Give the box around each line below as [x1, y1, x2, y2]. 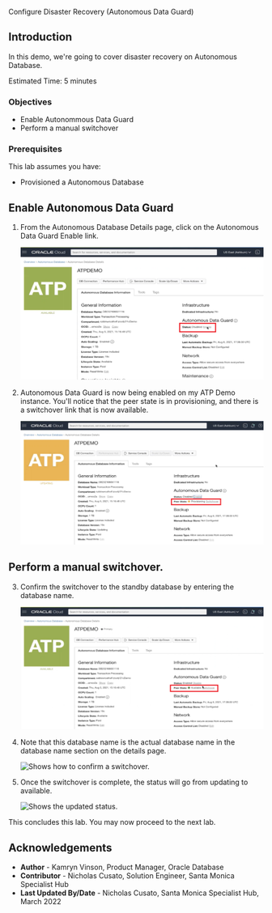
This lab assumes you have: [8, 162, 101, 172]
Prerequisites [8, 143, 62, 155]
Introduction [8, 30, 73, 44]
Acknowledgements [8, 841, 113, 855]
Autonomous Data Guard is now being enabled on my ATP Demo [19, 388, 236, 397]
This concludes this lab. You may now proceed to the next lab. [8, 817, 216, 827]
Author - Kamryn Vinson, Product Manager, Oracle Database [19, 862, 224, 873]
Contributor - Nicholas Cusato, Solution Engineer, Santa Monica [19, 871, 235, 881]
